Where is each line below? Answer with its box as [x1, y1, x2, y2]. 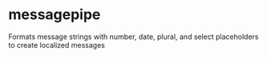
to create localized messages [8, 40, 106, 49]
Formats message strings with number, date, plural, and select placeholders [8, 32, 259, 41]
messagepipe [8, 6, 101, 24]
